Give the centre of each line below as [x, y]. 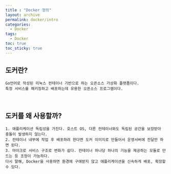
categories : [18, 24]
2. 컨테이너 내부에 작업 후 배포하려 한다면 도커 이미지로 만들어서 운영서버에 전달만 [81, 140]
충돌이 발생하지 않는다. [26, 134]
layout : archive [23, 15]
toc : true [16, 44]
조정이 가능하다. [35, 156]
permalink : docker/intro [32, 20]
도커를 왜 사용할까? [34, 116]
